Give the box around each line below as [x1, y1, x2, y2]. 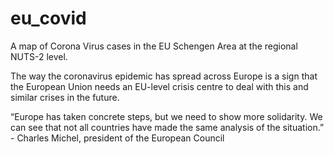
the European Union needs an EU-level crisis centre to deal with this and [10, 80, 309, 92]
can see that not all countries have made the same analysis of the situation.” [10, 121, 325, 133]
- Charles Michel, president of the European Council [10, 132, 225, 144]
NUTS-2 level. [10, 50, 68, 62]
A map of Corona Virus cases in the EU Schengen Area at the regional [10, 40, 298, 52]
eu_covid [10, 7, 87, 30]
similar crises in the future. [10, 91, 120, 103]
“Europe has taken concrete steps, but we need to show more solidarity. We [10, 110, 323, 122]
